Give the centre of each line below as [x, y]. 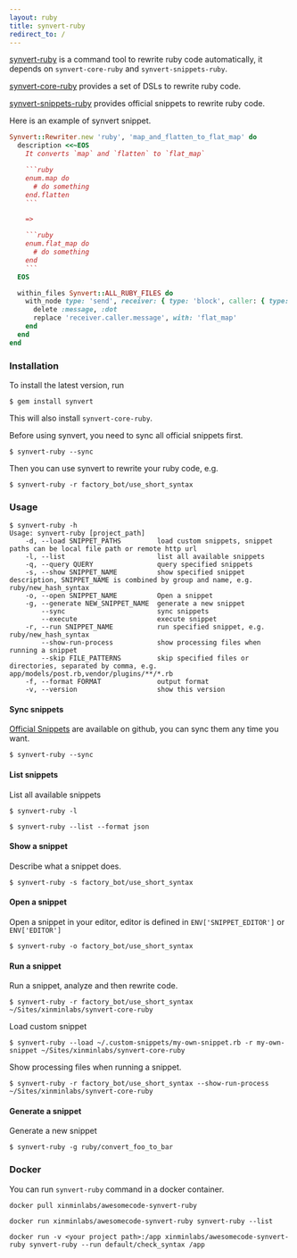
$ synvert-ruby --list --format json [79, 827]
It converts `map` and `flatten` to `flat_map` [115, 154]
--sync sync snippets [125, 612]
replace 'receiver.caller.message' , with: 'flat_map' [135, 318]
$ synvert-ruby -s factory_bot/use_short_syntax [101, 882]
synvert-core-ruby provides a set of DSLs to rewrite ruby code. [125, 87]
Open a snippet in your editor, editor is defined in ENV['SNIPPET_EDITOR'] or [147, 922]
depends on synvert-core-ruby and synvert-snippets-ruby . [118, 69]
